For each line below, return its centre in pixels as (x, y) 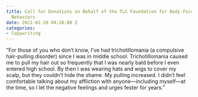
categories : (21, 28)
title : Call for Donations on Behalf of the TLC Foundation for (87, 11)
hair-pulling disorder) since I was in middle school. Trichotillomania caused (97, 56)
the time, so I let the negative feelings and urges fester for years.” (85, 88)
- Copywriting (24, 34)
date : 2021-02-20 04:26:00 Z (42, 22)
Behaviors (23, 17)
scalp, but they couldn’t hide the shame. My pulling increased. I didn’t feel (96, 75)
